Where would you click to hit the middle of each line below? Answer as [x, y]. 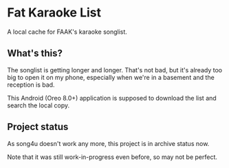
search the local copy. [39, 105]
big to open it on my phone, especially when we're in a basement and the [111, 77]
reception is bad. [31, 85]
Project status [38, 127]
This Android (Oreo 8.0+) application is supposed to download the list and [112, 98]
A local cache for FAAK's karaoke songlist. [67, 32]
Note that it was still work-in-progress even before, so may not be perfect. [112, 157]
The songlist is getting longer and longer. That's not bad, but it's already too [115, 70]
